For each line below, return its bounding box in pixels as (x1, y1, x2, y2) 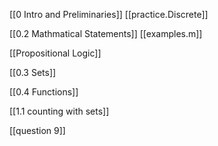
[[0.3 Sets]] (9, 67, 57, 78)
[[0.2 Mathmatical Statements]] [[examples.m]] (9, 28, 203, 39)
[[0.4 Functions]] (9, 86, 79, 98)
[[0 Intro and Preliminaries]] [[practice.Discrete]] (9, 9, 209, 20)
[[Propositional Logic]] (9, 47, 102, 59)
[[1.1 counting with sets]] (9, 105, 110, 117)
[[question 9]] (9, 125, 66, 136)
